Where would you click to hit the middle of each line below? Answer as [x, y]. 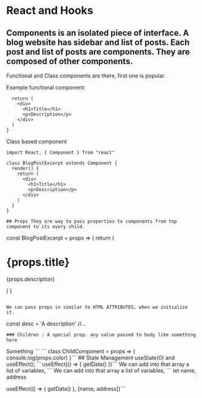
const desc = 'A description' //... [46, 324]
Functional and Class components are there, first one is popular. [86, 76]
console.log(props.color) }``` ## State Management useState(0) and [91, 357]
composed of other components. [70, 61]
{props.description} [31, 279]
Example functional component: [46, 87]
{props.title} [38, 262]
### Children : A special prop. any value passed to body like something [101, 334]
